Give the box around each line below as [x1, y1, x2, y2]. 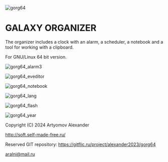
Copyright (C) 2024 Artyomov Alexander [5, 122, 90, 128]
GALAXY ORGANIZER [5, 23, 97, 34]
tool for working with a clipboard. [5, 44, 74, 50]
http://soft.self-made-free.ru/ [5, 131, 66, 137]
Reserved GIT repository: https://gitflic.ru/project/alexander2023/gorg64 [5, 141, 156, 147]
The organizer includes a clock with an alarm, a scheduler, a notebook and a [5, 39, 163, 45]
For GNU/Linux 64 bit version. [5, 54, 67, 60]
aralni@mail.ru [5, 151, 35, 157]
